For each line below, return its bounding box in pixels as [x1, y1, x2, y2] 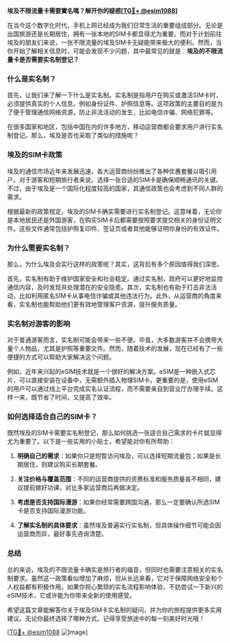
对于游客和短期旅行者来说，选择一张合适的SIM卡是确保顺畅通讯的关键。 [18, 175, 222, 184]
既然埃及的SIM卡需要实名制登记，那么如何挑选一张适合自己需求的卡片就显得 [7, 429, 222, 437]
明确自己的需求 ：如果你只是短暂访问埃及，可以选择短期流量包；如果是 [16, 452, 216, 460]
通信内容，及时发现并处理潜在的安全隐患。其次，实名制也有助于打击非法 [7, 283, 211, 291]
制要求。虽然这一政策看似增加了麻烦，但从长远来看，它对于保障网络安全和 [7, 574, 217, 582]
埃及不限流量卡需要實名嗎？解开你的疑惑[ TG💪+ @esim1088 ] [7, 7, 178, 14]
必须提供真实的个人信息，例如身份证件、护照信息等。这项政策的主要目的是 [7, 99, 217, 108]
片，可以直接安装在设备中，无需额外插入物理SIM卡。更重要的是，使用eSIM [7, 376, 218, 384]
